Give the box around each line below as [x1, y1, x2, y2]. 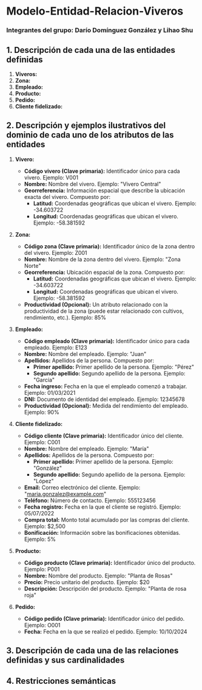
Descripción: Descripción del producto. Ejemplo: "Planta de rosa [24, 585, 187, 592]
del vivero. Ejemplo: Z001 [24, 249, 87, 256]
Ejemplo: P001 [24, 565, 60, 573]
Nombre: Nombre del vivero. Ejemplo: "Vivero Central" [24, 180, 161, 187]
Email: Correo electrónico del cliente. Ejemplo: [24, 484, 141, 491]
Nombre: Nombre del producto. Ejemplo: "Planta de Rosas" [24, 572, 173, 579]
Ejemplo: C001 [24, 438, 61, 445]
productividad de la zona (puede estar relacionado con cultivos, [24, 307, 184, 315]
